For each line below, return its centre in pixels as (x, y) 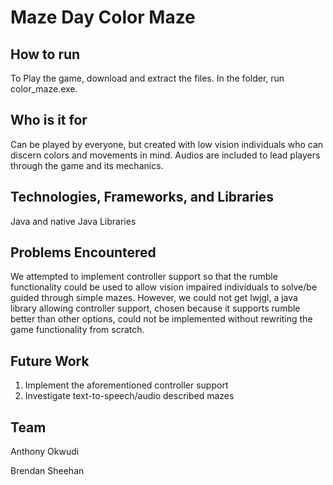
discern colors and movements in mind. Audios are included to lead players (165, 155)
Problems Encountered (83, 252)
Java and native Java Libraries (73, 221)
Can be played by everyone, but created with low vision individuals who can (167, 144)
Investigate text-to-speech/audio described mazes (129, 396)
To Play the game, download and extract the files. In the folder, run (147, 78)
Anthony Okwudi (45, 452)
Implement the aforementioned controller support (126, 385)
